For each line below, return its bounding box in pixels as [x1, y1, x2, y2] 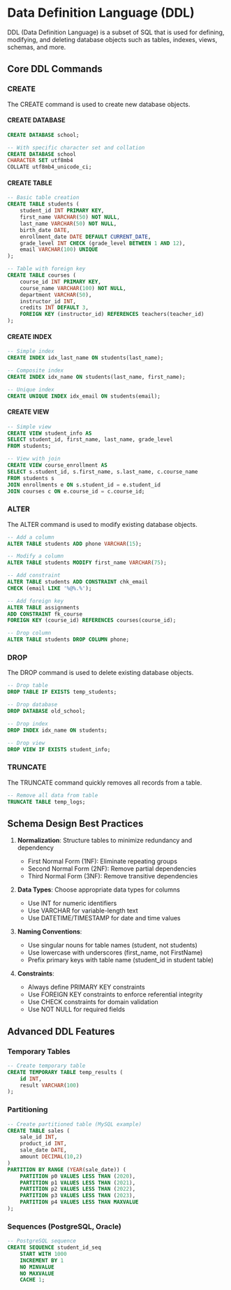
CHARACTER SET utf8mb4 [7, 157, 73, 164]
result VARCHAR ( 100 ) [20, 1082, 80, 1089]
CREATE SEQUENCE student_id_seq [7, 1244, 101, 1252]
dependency [17, 843, 54, 852]
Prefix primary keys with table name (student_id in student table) [27, 956, 214, 964]
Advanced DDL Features [7, 1025, 115, 1037]
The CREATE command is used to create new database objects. [7, 100, 191, 108]
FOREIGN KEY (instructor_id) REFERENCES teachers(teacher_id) [20, 311, 204, 318]
